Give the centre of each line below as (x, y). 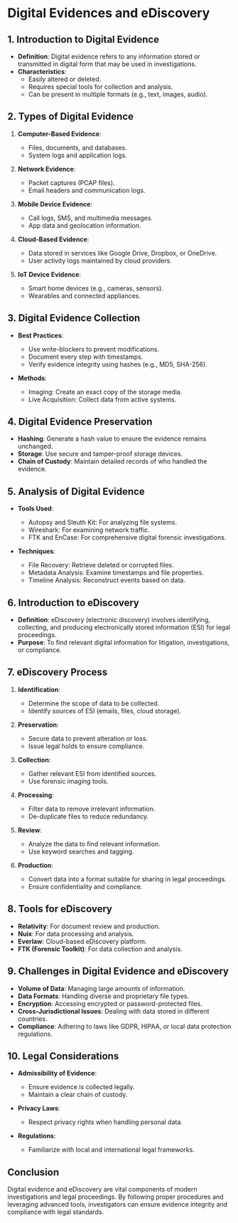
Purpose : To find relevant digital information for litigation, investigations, (123, 643)
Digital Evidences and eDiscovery (109, 13)
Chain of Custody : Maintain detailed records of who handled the (112, 461)
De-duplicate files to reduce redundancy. (88, 816)
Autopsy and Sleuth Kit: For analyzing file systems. (103, 523)
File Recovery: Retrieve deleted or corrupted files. (101, 565)
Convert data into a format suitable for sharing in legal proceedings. (128, 879)
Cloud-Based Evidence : (53, 239)
